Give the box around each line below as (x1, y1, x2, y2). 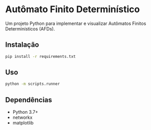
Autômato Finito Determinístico (5, 4, 140, 15)
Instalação (5, 41, 40, 49)
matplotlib (12, 120, 34, 126)
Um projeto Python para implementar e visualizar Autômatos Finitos (5, 20, 146, 26)
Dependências (5, 95, 52, 104)
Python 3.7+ (12, 109, 39, 115)
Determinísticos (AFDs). (5, 25, 55, 31)
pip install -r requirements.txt (5, 54, 76, 59)
